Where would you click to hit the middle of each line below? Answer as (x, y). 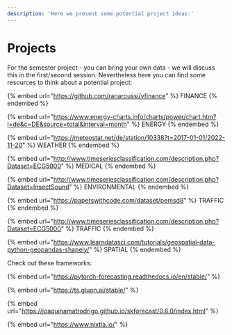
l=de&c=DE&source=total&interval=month (67, 124)
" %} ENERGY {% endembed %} (173, 124)
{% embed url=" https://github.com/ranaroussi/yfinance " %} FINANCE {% (112, 95)
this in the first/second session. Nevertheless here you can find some (107, 75)
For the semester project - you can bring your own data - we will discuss (111, 68)
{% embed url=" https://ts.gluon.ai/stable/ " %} (73, 290)
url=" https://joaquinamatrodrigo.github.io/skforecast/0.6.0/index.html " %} (113, 311)
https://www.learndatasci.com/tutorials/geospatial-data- (134, 242)
